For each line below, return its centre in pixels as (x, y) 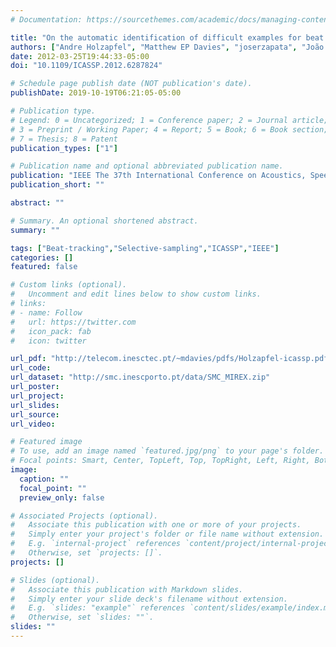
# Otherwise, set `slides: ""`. (82, 617)
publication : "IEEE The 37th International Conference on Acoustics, (158, 176)
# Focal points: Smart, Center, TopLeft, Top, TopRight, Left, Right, (160, 461)
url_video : (33, 424)
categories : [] (42, 257)
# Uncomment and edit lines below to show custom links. (136, 294)
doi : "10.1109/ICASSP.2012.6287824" (86, 66)
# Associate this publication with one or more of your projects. (156, 525)
